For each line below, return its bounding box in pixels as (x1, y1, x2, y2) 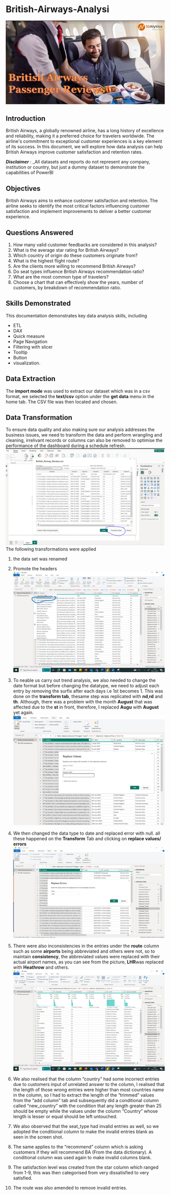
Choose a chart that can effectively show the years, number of (13, 279, 143, 285)
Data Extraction (6, 374, 56, 383)
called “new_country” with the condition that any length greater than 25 (13, 1103, 162, 1109)
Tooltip (13, 349, 28, 355)
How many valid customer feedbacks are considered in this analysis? (13, 241, 157, 248)
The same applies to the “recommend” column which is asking (13, 1144, 143, 1150)
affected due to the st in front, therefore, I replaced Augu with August (13, 704, 159, 710)
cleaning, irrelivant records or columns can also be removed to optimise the (6, 438, 163, 444)
